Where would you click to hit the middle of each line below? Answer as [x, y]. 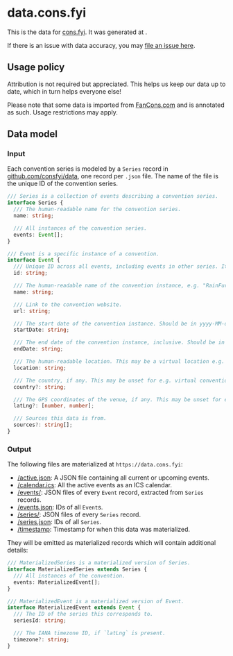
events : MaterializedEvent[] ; [57, 582]
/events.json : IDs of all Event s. [60, 507]
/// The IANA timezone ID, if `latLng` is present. [90, 633]
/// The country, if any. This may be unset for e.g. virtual [105, 380]
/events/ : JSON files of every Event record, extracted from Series [110, 493]
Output [19, 449]
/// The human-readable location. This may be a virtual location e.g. [119, 362]
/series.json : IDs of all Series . [59, 522]
